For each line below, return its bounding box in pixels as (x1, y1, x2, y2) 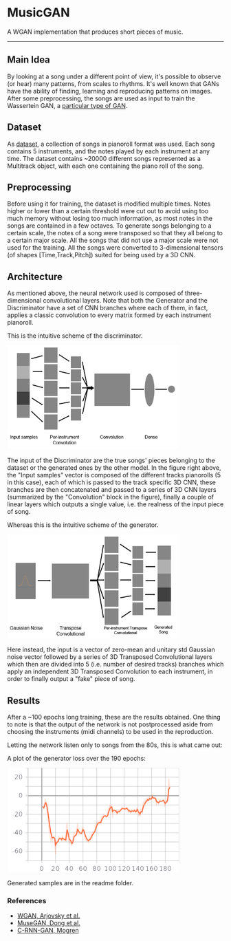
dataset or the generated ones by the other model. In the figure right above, (7, 464, 221, 472)
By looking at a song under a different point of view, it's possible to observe (7, 72, 221, 80)
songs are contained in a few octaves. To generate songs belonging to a (7, 221, 212, 230)
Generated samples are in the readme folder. (7, 879, 134, 887)
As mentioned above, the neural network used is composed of (7, 289, 184, 297)
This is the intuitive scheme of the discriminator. (7, 332, 143, 340)
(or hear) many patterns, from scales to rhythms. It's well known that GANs (7, 79, 220, 87)
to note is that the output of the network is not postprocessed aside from (7, 720, 213, 728)
